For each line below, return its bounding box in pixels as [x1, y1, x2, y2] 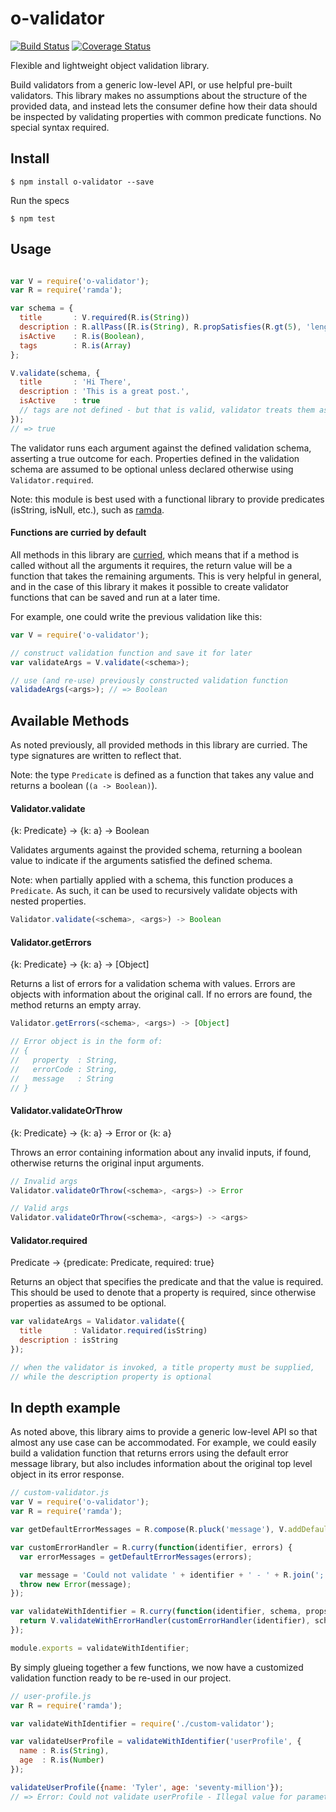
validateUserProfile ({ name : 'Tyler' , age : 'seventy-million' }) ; [10, 1782, 284, 1792]
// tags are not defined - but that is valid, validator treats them [19, 405, 315, 416]
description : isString [19, 1335, 118, 1346]
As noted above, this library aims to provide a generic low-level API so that [10, 1426, 318, 1438]
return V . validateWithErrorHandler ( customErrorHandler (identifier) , [19, 1616, 311, 1626]
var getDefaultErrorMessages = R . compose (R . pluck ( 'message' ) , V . [10, 1525, 289, 1535]
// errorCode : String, [10, 1064, 118, 1074]
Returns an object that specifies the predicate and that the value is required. [10, 1276, 324, 1288]
